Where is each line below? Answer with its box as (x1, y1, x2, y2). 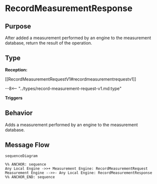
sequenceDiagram (5, 154, 38, 158)
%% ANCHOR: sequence (5, 162, 47, 167)
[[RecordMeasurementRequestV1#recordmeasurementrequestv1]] (5, 76, 137, 82)
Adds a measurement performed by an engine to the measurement (5, 122, 138, 127)
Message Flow (5, 141, 50, 149)
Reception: (5, 67, 28, 72)
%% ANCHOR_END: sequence (5, 175, 55, 180)
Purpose (5, 22, 31, 30)
